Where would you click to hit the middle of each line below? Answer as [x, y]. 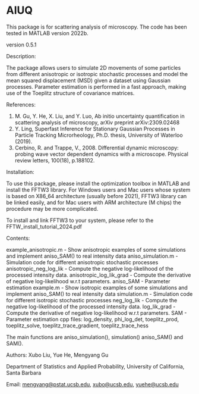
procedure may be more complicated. [52, 208]
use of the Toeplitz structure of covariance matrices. [70, 93]
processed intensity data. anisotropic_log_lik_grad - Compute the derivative [99, 275]
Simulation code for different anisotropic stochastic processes [82, 262]
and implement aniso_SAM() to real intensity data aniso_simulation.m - [92, 256]
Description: [21, 56]
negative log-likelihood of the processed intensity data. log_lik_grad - [91, 307]
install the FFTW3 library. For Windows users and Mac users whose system [98, 190]
